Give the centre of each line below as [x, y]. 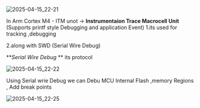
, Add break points [29, 87]
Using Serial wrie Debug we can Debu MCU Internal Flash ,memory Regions [100, 81]
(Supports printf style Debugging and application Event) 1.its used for [92, 27]
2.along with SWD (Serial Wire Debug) [53, 46]
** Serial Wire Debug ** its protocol [50, 57]
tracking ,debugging [31, 34]
